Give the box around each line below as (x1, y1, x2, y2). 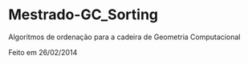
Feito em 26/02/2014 (8, 47, 78, 57)
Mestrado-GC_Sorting (8, 6, 159, 24)
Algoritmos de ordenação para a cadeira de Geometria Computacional (8, 32, 241, 42)
